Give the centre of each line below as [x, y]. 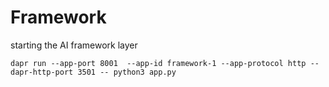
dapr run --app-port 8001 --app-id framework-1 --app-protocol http [158, 63]
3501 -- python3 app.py [127, 72]
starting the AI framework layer [74, 45]
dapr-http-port [42, 72]
